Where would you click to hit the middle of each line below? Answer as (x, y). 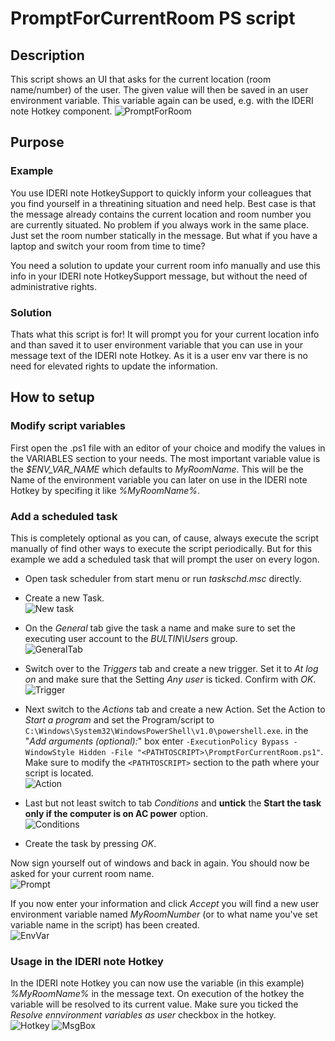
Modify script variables (68, 426)
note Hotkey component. (61, 111)
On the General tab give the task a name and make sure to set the (160, 628)
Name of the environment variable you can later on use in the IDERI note (159, 479)
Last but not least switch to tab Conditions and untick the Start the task (173, 803)
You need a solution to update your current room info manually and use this (165, 265)
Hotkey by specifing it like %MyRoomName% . (105, 490)
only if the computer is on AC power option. (116, 813)
